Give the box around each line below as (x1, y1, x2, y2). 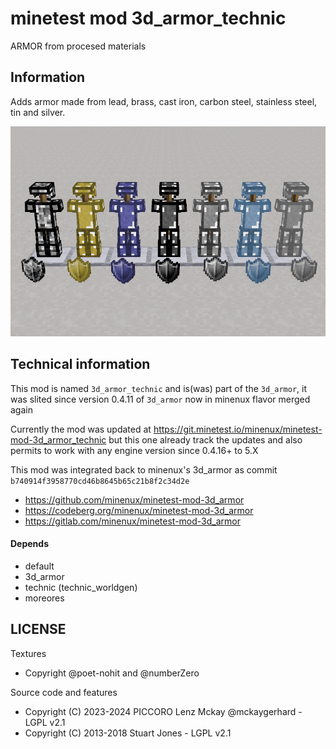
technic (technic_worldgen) (24, 581, 138, 593)
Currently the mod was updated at (10, 423, 152, 435)
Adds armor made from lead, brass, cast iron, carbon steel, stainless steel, (10, 95, 318, 107)
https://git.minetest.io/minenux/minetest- (153, 423, 323, 435)
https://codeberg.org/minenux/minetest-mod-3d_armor (24, 504, 254, 516)
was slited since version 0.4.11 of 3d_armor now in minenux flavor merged (10, 393, 311, 405)
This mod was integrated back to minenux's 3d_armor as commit (10, 463, 278, 476)
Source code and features (10, 686, 118, 698)
